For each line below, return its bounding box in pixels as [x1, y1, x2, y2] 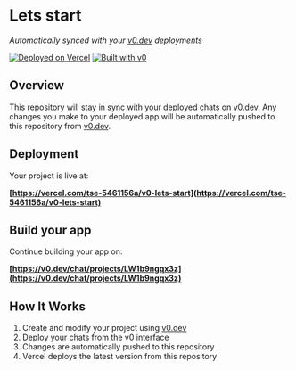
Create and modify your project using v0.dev [21, 323, 187, 333]
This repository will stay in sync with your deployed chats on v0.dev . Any [9, 102, 277, 112]
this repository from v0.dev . [9, 120, 111, 131]
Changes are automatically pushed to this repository [21, 341, 215, 352]
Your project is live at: [9, 170, 89, 181]
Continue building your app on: [9, 246, 123, 257]
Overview [9, 78, 65, 94]
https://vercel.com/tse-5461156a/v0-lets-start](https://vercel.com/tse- [12, 187, 287, 198]
